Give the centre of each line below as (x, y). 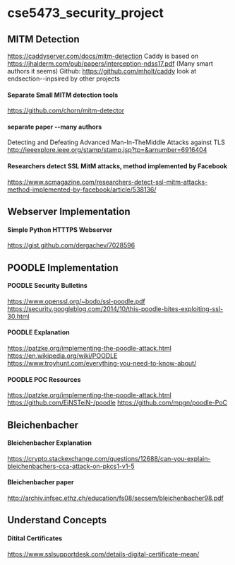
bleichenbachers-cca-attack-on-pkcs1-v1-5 (71, 466)
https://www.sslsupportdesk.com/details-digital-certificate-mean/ (103, 554)
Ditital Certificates (35, 538)
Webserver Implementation (69, 211)
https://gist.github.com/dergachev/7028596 (71, 245)
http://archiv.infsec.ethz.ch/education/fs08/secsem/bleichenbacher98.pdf (115, 498)
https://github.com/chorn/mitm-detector (66, 110)
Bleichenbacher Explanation (50, 443)
